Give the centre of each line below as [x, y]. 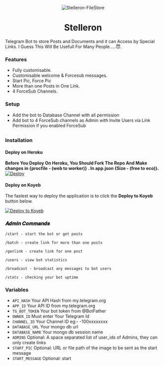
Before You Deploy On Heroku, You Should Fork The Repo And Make [76, 163]
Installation [19, 140]
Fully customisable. [32, 70]
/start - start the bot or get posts [44, 234]
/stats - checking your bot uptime [42, 277]
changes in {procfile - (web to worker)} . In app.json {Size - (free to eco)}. [82, 168]
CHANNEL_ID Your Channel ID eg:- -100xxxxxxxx [60, 321]
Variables [17, 290]
